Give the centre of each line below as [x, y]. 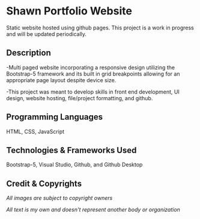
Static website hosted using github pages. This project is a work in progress [100, 28]
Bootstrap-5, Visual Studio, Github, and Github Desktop [74, 165]
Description [29, 53]
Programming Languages [55, 117]
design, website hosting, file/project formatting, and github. [80, 98]
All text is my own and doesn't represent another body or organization [93, 210]
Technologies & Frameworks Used [71, 150]
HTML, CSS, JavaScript [35, 131]
